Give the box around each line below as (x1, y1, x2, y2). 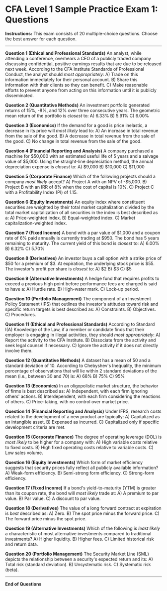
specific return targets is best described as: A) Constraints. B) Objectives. (5, 306, 156, 312)
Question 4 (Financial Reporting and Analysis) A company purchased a (5, 148, 154, 154)
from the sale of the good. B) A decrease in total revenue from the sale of (5, 133, 155, 139)
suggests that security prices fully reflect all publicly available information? (5, 465, 159, 471)
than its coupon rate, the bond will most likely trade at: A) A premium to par (5, 490, 159, 496)
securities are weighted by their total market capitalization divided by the (5, 204, 154, 210)
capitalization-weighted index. (5, 220, 67, 226)
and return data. (5, 541, 38, 547)
